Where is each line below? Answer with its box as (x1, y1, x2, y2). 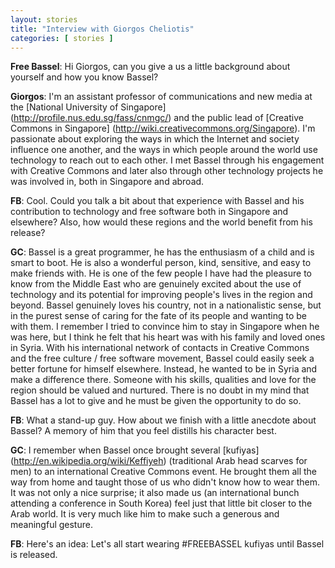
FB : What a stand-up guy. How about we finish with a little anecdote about (10, 414, 317, 426)
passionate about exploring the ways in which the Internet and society (10, 133, 300, 145)
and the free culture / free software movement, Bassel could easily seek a (10, 352, 315, 365)
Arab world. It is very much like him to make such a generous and (10, 508, 280, 520)
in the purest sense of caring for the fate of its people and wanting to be (10, 310, 308, 322)
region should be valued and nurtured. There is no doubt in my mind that (10, 384, 310, 396)
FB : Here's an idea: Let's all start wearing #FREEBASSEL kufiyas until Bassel (10, 538, 325, 550)
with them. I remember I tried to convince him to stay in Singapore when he (10, 321, 320, 333)
